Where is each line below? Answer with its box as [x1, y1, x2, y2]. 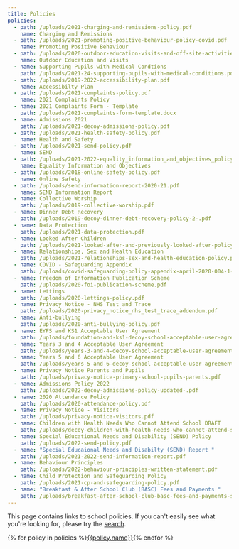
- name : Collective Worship [14, 195, 97, 202]
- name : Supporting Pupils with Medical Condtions [14, 63, 167, 70]
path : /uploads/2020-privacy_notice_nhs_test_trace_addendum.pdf [20, 308, 218, 315]
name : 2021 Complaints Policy [20, 97, 110, 104]
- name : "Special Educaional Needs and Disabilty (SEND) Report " [14, 446, 215, 453]
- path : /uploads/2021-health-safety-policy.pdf [14, 129, 161, 136]
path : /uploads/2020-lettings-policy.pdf [20, 294, 144, 302]
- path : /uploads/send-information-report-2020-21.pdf [14, 182, 180, 189]
